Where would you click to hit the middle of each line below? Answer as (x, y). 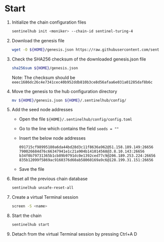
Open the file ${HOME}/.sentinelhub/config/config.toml (76, 119)
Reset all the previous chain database (50, 179)
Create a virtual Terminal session (45, 197)
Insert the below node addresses (52, 138)
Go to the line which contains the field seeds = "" (69, 129)
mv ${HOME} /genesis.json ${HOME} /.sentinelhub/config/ (69, 100)
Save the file (32, 169)
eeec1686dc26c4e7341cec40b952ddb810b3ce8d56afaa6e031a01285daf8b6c (82, 82)
